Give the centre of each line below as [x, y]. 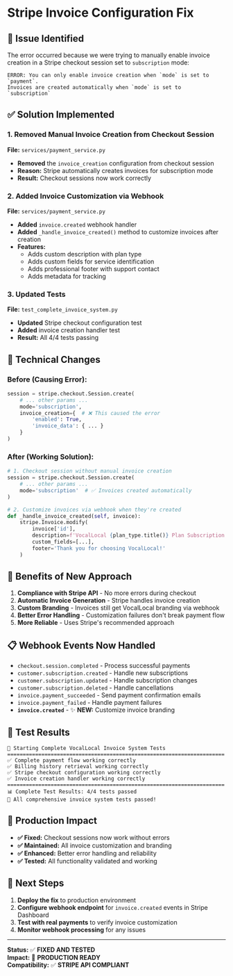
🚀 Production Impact [52, 821]
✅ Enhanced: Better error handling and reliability [87, 853]
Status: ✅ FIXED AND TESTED [51, 950]
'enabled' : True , [57, 420]
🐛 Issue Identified [46, 39]
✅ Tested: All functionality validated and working [87, 861]
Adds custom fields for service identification [91, 261]
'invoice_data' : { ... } [68, 426]
